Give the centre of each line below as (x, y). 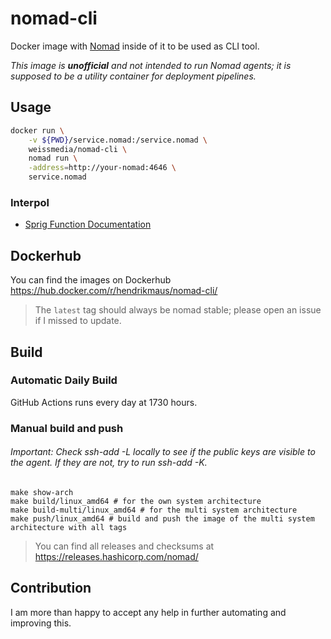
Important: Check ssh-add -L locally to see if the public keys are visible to (163, 452)
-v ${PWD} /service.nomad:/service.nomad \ (118, 140)
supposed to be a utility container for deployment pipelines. (133, 76)
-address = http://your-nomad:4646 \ (102, 168)
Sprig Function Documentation (88, 224)
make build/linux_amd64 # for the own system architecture (136, 501)
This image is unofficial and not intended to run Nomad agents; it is (151, 65)
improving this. (41, 623)
